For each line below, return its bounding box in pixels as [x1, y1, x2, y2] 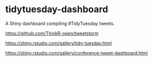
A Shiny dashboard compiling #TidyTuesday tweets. [5, 20, 115, 26]
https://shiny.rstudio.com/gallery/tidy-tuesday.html [5, 40, 112, 46]
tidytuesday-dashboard [5, 4, 109, 15]
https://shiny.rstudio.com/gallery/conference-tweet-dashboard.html [5, 50, 148, 56]
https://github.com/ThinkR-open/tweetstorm [5, 30, 99, 36]
